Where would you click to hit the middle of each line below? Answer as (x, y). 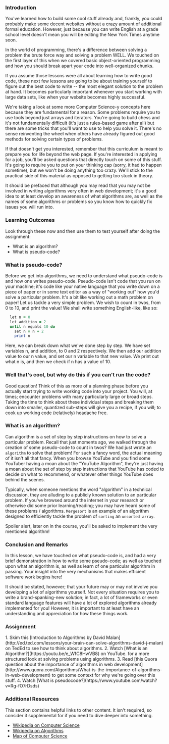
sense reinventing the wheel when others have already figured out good (80, 134)
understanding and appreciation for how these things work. (67, 614)
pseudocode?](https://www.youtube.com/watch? (106, 680)
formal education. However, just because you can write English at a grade (82, 29)
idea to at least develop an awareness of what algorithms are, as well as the (84, 196)
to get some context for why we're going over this (103, 675)
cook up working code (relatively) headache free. (57, 413)
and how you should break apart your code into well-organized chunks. (79, 66)
